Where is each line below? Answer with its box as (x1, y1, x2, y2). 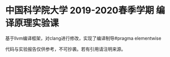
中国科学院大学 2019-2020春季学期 (5, 5, 154, 16)
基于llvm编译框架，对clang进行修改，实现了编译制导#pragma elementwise (5, 35, 161, 41)
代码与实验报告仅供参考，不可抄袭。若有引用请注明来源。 (5, 46, 126, 52)
